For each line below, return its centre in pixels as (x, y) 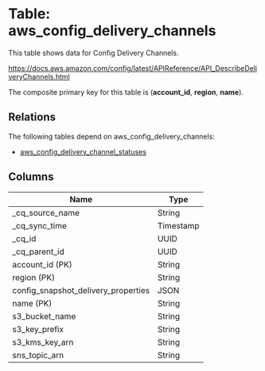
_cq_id (24, 238)
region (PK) (34, 277)
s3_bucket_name (44, 316)
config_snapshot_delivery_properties (81, 290)
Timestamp (179, 225)
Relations (32, 117)
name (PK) (32, 303)
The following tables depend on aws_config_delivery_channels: (111, 136)
